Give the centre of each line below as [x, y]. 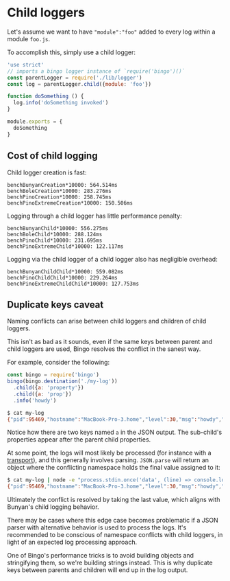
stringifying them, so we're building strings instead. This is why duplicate [110, 563]
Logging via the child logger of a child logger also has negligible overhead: [112, 259]
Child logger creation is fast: [47, 172]
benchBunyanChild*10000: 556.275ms [58, 228]
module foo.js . [28, 38]
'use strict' [26, 65]
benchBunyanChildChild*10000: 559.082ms [66, 272]
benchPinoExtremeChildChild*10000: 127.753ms [73, 284]
